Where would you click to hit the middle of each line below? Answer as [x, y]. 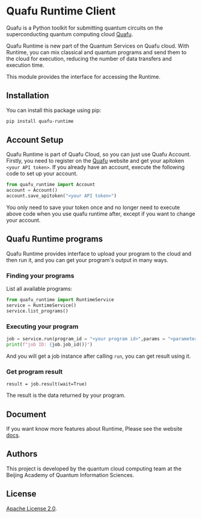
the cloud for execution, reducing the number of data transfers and [89, 58]
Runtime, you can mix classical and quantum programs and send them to [96, 52]
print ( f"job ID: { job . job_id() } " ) [50, 345]
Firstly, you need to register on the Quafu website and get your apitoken [95, 161]
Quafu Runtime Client [61, 11]
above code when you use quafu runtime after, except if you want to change [101, 214]
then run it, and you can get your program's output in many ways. [87, 260]
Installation [28, 95]
